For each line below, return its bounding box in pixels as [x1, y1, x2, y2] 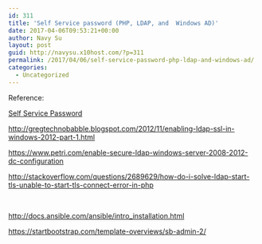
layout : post [8, 41, 52, 49]
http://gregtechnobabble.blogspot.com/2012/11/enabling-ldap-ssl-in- [8, 124, 235, 133]
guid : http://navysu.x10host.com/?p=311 [8, 49, 145, 57]
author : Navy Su [8, 33, 62, 42]
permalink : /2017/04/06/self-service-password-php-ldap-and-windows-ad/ [8, 57, 255, 65]
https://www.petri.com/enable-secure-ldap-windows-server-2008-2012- [8, 148, 248, 157]
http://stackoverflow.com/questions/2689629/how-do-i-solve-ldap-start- [8, 171, 250, 181]
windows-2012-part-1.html [8, 132, 96, 142]
